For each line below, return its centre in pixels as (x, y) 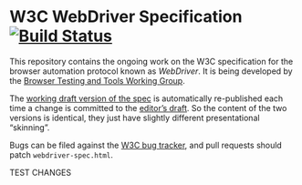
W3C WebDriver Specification (126, 17)
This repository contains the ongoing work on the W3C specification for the (151, 61)
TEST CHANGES (41, 172)
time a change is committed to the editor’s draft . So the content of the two (148, 108)
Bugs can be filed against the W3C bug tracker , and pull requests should (146, 145)
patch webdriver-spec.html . (62, 154)
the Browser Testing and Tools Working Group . (97, 80)
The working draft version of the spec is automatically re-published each (146, 98)
